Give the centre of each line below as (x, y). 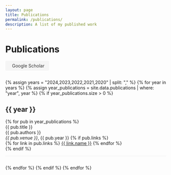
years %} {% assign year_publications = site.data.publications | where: (80, 88)
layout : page (19, 10)
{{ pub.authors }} (23, 132)
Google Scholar (28, 66)
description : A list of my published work (51, 24)
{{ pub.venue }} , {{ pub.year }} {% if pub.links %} (57, 138)
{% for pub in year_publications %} (42, 121)
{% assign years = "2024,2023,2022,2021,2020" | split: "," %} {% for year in (86, 83)
